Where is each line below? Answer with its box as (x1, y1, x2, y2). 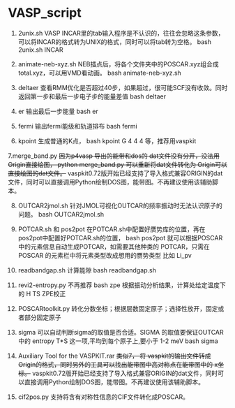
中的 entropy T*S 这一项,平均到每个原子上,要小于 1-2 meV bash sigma (17, 337, 218, 345)
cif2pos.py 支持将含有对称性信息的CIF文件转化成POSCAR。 (17, 393, 189, 401)
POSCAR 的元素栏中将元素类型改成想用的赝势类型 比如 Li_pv (17, 251, 192, 259)
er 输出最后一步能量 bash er (17, 107, 98, 115)
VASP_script (8, 5, 82, 21)
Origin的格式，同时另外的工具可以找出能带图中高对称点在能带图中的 (17, 360, 213, 368)
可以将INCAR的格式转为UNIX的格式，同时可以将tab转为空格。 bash (17, 37, 212, 46)
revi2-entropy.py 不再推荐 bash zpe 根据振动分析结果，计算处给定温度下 (17, 281, 226, 289)
